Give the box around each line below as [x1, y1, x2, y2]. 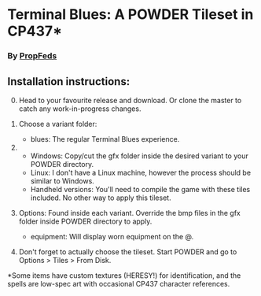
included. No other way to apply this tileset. [30, 193, 171, 202]
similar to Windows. [30, 176, 95, 186]
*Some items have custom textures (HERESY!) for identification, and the [7, 270, 241, 280]
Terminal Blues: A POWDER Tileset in [7, 6, 254, 24]
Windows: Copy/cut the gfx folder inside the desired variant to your [30, 151, 248, 161]
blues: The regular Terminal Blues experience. [30, 134, 180, 143]
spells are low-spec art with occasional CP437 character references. [7, 279, 230, 288]
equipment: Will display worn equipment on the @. [30, 231, 194, 241]
